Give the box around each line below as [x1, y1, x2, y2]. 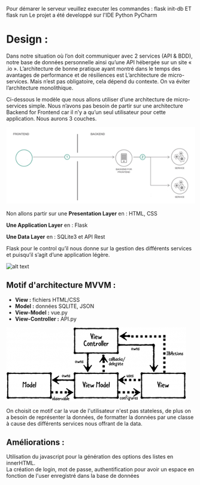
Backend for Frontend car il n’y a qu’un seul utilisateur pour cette [6, 108, 166, 116]
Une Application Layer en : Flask [6, 221, 88, 229]
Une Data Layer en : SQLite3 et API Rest [6, 233, 105, 240]
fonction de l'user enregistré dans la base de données [6, 472, 140, 480]
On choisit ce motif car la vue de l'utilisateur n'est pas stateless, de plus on [6, 407, 192, 414]
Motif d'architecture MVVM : [6, 280, 116, 291]
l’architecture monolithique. [6, 84, 74, 91]
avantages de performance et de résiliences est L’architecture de [6, 71, 167, 79]
